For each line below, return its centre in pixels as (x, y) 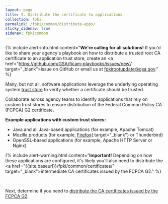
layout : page (19, 10)
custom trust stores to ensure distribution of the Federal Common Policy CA (84, 105)
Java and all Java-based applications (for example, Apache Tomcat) (83, 129)
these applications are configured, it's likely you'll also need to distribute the (84, 161)
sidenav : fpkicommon (27, 33)
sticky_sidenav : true (28, 29)
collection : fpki (23, 19)
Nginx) (19, 146)
